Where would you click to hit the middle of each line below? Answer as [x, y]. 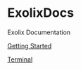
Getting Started [30, 45]
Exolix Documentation [39, 32]
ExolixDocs [40, 13]
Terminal [20, 59]
